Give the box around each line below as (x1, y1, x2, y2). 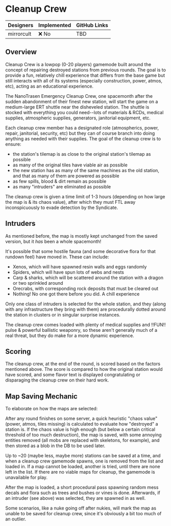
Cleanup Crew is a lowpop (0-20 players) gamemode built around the (5, 61, 152, 67)
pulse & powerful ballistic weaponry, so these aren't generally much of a (5, 327, 157, 333)
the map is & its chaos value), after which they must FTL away (5, 199, 136, 205)
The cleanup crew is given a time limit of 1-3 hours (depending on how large (5, 193, 165, 200)
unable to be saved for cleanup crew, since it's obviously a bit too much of (5, 511, 162, 517)
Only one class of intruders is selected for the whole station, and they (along (5, 301, 166, 307)
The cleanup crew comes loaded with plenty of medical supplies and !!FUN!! (5, 321, 166, 328)
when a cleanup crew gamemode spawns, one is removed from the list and (5, 458, 163, 464)
